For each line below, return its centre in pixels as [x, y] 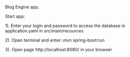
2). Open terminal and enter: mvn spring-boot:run [55, 40]
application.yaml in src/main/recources [44, 31]
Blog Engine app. [22, 7]
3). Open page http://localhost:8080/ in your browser [59, 50]
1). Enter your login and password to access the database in [65, 26]
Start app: [15, 16]
